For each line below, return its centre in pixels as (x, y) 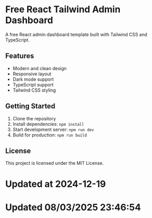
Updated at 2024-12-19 (56, 184)
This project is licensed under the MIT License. (55, 163)
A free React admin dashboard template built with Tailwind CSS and (76, 34)
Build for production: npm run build (50, 135)
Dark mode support (33, 79)
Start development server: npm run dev (53, 129)
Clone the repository (34, 118)
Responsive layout (32, 74)
